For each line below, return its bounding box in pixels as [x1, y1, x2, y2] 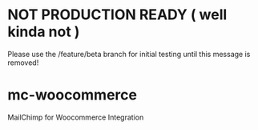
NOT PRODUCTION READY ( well [7, 6, 228, 24]
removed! [7, 58, 39, 67]
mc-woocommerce [7, 86, 138, 104]
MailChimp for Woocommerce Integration [7, 112, 144, 122]
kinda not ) [7, 22, 80, 41]
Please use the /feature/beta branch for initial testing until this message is [7, 49, 251, 59]
